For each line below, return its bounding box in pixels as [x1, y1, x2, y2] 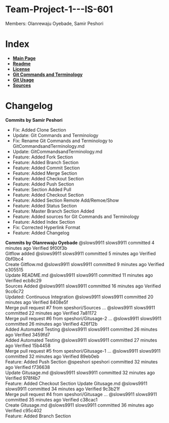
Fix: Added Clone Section [12, 126, 66, 133]
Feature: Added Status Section [12, 202, 77, 208]
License [12, 66, 30, 72]
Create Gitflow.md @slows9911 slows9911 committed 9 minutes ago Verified [5, 261, 164, 267]
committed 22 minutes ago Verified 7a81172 [5, 310, 97, 316]
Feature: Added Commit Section [12, 165, 80, 171]
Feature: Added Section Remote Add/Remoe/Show [12, 197, 119, 203]
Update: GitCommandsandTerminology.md [12, 148, 103, 154]
